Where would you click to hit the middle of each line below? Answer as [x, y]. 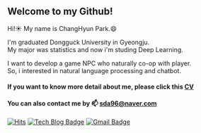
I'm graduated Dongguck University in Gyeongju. [79, 42]
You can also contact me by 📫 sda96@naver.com [82, 103]
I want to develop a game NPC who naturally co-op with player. [99, 63]
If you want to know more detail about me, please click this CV [101, 87]
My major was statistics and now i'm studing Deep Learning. [96, 49]
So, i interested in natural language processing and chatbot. [94, 70]
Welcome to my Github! [60, 12]
